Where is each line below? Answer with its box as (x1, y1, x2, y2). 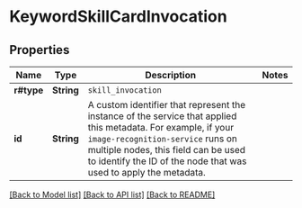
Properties (9, 42, 70, 58)
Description (145, 69, 196, 81)
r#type (13, 84, 44, 96)
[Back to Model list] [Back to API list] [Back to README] (9, 189, 216, 200)
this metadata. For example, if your (87, 122, 235, 133)
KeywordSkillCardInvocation (9, 6, 227, 27)
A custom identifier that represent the (87, 99, 246, 111)
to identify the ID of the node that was (87, 155, 247, 167)
